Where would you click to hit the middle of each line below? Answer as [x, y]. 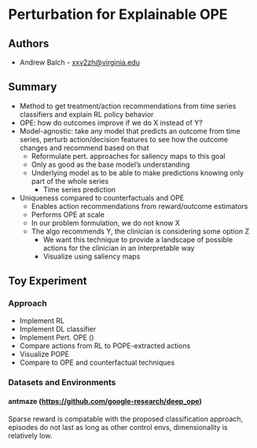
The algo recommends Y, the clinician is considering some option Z [140, 231]
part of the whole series [70, 181]
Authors [29, 44]
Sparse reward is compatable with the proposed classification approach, [126, 419]
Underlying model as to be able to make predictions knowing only [138, 173]
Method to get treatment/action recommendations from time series [128, 106]
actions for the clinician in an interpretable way [119, 248]
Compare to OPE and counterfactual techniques [97, 362]
